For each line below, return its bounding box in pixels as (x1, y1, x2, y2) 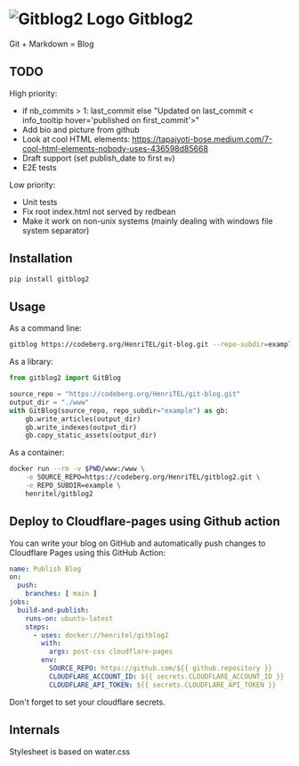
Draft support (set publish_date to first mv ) (21, 152, 175, 163)
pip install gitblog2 (9, 275, 90, 284)
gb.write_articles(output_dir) (25, 415, 141, 424)
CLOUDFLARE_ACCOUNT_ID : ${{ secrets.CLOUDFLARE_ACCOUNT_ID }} (48, 671, 285, 681)
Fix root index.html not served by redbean (21, 206, 176, 217)
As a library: (9, 357, 53, 367)
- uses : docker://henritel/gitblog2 (32, 630, 169, 639)
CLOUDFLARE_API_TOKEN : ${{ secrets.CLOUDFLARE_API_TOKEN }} (48, 680, 277, 689)
